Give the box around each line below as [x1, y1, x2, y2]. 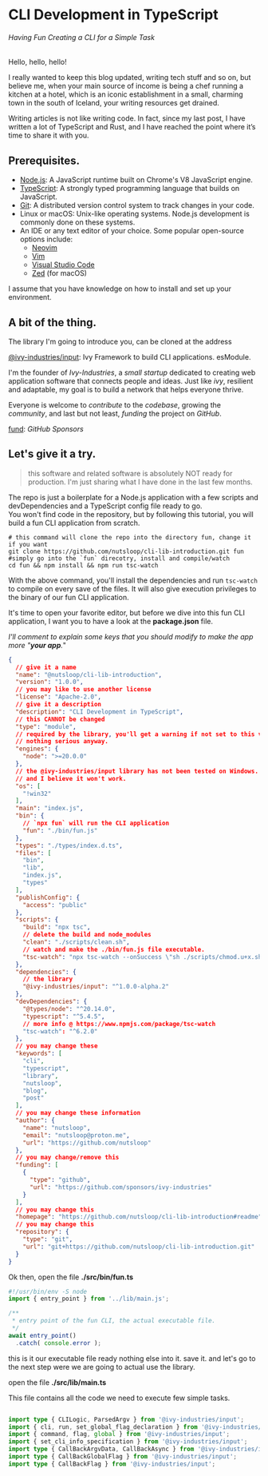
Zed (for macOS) [31, 269, 88, 278]
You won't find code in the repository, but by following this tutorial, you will [8, 509, 254, 519]
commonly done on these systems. [19, 217, 136, 227]
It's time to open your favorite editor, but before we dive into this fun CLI [8, 607, 246, 617]
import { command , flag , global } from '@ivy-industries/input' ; [8, 1430, 230, 1438]
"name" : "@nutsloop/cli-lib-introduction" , [15, 670, 162, 678]
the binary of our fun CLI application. [8, 592, 129, 602]
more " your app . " [8, 640, 66, 650]
